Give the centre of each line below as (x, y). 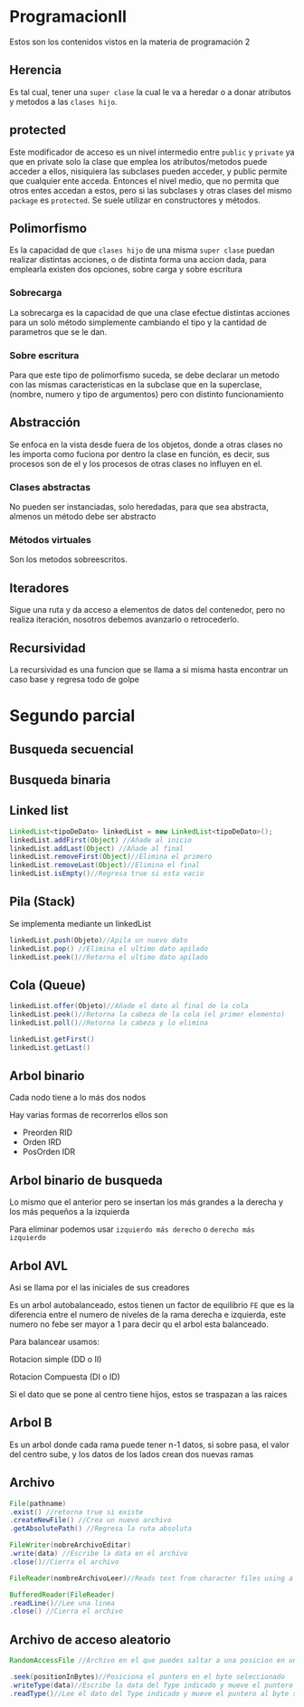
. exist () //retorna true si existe (76, 1512)
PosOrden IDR (49, 1152)
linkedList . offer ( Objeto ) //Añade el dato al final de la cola (129, 1006)
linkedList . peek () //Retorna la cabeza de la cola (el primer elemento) (147, 1015)
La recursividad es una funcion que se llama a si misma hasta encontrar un (149, 670)
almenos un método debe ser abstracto (83, 517)
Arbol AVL (38, 1266)
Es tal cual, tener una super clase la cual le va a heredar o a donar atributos (150, 91)
